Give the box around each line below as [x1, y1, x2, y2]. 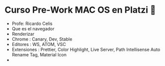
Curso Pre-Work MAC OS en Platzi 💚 [4, 4, 156, 16]
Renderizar [11, 31, 35, 37]
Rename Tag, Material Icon [11, 51, 67, 58]
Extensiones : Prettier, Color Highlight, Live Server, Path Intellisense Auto [11, 46, 161, 52]
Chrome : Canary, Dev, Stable [11, 36, 72, 42]
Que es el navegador [11, 25, 55, 31]
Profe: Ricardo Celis [11, 21, 53, 26]
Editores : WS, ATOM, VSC [11, 41, 66, 47]
